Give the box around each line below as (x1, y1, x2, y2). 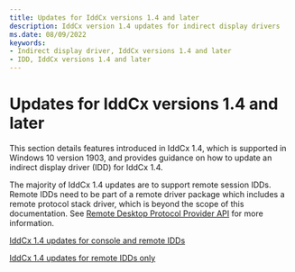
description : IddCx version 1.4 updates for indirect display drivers (9, 22, 281, 31)
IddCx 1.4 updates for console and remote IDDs (9, 235, 186, 246)
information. (9, 217, 55, 228)
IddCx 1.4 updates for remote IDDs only (9, 252, 156, 263)
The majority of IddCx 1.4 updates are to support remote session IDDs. (9, 179, 272, 190)
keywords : (9, 38, 47, 48)
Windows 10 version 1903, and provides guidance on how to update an (9, 152, 272, 163)
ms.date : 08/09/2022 (9, 30, 88, 39)
